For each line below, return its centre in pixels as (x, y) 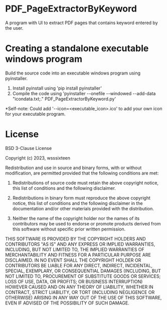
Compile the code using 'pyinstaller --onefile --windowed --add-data (84, 93)
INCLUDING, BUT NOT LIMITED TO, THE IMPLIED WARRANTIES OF (75, 249)
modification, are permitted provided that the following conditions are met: (82, 173)
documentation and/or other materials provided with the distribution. (83, 208)
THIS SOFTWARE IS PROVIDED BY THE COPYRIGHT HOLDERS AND (76, 239)
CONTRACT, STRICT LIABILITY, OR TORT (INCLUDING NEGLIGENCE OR (80, 292)
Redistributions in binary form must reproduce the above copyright (81, 198)
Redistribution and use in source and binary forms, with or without (73, 168)
